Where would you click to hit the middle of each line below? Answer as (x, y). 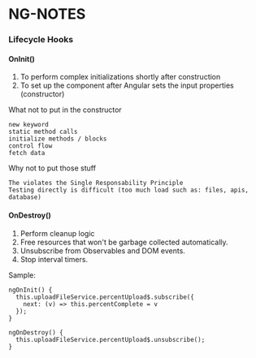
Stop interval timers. (54, 259)
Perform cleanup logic (57, 233)
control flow (30, 146)
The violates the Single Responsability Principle (96, 183)
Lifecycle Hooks (41, 40)
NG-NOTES (47, 14)
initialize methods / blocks (58, 139)
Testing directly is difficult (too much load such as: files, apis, (129, 190)
